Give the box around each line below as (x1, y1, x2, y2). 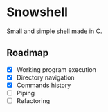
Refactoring (16, 97, 51, 104)
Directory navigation (16, 73, 75, 82)
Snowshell (6, 4, 69, 20)
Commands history (16, 81, 71, 89)
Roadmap (6, 47, 49, 59)
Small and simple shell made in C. (6, 27, 102, 35)
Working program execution (16, 65, 96, 73)
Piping (16, 88, 35, 97)
